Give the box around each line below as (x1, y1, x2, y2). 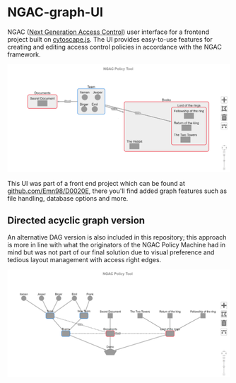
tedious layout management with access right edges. (7, 256, 162, 264)
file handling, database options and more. (7, 194, 129, 202)
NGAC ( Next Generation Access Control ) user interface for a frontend (7, 28, 210, 36)
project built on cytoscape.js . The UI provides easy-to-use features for (7, 35, 213, 43)
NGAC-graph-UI (7, 4, 104, 20)
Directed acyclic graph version (7, 214, 146, 226)
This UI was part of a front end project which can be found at (7, 179, 185, 187)
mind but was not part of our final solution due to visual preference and (7, 248, 215, 257)
